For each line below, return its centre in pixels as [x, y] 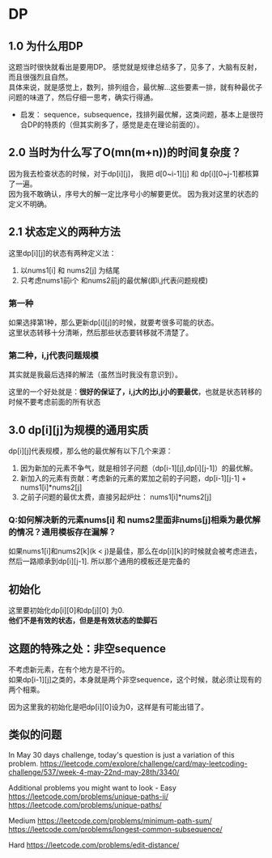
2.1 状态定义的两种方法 [65, 232]
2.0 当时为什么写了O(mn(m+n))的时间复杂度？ [125, 153]
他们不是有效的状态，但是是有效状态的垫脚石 [83, 621]
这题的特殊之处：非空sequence [87, 648]
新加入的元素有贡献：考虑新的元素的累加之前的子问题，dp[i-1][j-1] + [133, 478]
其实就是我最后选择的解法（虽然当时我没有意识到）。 [95, 375]
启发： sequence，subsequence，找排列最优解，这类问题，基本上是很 [138, 115]
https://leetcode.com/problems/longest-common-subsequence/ [115, 829]
